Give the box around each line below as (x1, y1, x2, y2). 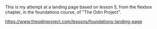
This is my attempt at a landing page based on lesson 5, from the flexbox (5, 4, 152, 10)
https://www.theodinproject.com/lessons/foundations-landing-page (5, 19, 142, 24)
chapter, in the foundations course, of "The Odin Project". (5, 9, 122, 15)
